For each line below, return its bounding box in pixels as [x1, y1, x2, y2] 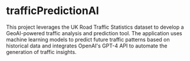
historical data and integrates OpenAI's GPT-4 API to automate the [6, 42, 168, 49]
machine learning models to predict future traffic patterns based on [6, 36, 170, 43]
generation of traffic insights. [6, 48, 77, 55]
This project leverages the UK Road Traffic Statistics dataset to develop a [6, 23, 184, 30]
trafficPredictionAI [6, 4, 99, 18]
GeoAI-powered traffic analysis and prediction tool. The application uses [6, 29, 182, 36]
